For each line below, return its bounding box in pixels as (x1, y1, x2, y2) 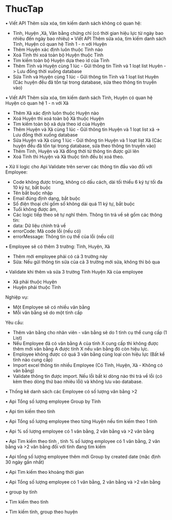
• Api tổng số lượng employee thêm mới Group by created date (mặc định (5, 453, 161, 459)
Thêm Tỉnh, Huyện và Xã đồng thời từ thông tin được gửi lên (12, 148, 140, 154)
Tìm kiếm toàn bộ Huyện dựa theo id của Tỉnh (12, 57, 109, 63)
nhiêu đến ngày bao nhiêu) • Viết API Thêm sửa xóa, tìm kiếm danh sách (12, 35, 166, 42)
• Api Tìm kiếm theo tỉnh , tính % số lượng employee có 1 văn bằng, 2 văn (5, 438, 160, 444)
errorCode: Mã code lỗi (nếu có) (12, 228, 81, 234)
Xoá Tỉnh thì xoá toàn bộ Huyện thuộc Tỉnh (12, 52, 104, 58)
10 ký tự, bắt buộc (12, 184, 51, 190)
